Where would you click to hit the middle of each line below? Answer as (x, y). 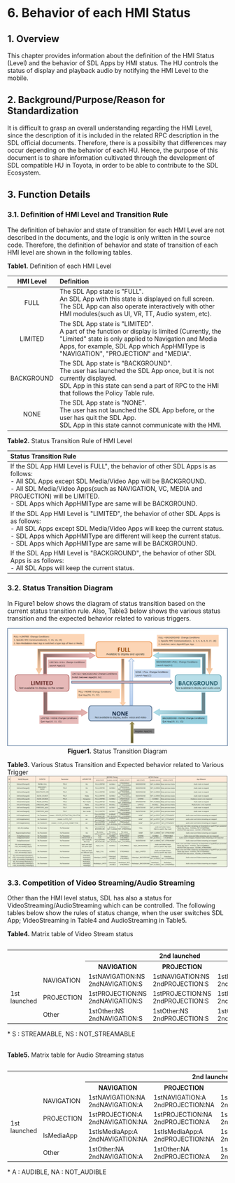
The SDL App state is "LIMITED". (106, 323)
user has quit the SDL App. (98, 418)
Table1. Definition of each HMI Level (59, 266)
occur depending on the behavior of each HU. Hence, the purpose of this (113, 150)
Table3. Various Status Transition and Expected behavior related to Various (116, 764)
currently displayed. (88, 378)
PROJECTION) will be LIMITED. (55, 496)
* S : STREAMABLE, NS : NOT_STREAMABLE (71, 1034)
